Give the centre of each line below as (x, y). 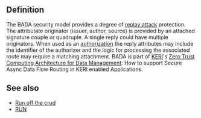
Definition (25, 10)
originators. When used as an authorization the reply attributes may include (100, 43)
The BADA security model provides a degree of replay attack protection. (96, 24)
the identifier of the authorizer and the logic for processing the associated (98, 50)
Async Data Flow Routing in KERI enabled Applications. (75, 69)
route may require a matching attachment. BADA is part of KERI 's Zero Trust (101, 56)
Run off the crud (35, 102)
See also (23, 88)
